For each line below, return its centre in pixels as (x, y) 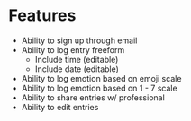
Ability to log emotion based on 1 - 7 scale (99, 88)
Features (42, 16)
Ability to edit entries (60, 107)
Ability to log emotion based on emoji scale (101, 78)
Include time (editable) (77, 59)
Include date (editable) (77, 69)
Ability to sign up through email (79, 40)
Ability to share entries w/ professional (93, 97)
